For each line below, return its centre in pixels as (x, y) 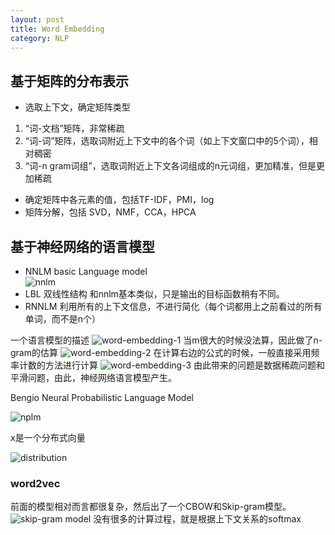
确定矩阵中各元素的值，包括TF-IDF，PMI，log (119, 200)
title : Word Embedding (57, 29)
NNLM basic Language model (86, 271)
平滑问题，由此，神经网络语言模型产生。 (93, 377)
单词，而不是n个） (63, 319)
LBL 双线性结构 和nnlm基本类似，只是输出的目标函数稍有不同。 (154, 294)
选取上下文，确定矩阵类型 (77, 107)
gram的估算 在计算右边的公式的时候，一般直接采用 (161, 352)
